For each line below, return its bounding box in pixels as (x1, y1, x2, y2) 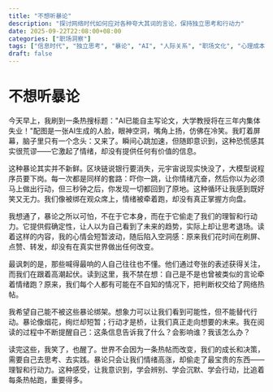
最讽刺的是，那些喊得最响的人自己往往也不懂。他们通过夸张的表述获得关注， (8, 259, 265, 268)
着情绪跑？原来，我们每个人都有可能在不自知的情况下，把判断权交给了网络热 (8, 279, 265, 289)
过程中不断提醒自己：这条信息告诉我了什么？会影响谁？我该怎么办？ (22, 327, 250, 337)
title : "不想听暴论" (8, 11, 71, 20)
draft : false (8, 50, 53, 58)
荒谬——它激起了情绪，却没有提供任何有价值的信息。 (22, 146, 201, 155)
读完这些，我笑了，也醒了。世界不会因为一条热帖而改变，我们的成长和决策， (8, 344, 265, 354)
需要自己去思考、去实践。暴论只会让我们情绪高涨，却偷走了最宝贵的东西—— (8, 355, 265, 364)
